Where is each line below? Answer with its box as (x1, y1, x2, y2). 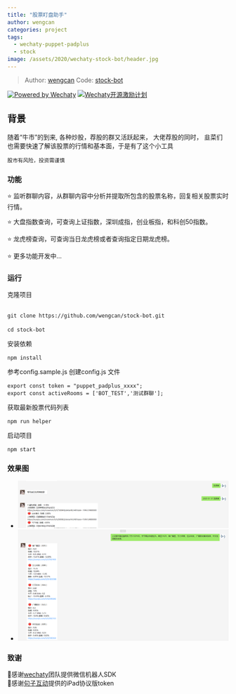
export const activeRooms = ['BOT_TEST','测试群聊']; (7, 390, 164, 397)
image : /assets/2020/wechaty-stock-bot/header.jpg (7, 56, 159, 63)
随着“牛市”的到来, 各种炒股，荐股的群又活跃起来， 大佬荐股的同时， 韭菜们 (7, 133, 223, 141)
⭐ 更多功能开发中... (7, 251, 62, 260)
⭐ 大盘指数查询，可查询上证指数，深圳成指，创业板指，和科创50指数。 (7, 218, 212, 226)
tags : (7, 34, 23, 41)
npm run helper (7, 418, 52, 425)
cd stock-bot (7, 326, 46, 333)
